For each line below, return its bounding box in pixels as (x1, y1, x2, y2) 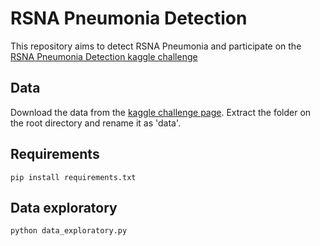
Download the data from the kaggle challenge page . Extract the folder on (10, 106, 312, 118)
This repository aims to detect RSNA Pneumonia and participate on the (10, 40, 302, 52)
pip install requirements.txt (10, 172, 137, 182)
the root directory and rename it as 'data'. (10, 117, 182, 129)
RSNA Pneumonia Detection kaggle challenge (10, 50, 198, 62)
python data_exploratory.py (10, 226, 128, 236)
